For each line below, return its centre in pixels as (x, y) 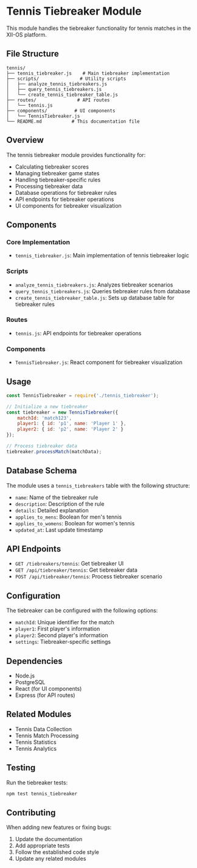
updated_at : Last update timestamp (59, 530)
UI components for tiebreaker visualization (68, 205)
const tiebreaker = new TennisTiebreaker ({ (62, 412)
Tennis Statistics (36, 742)
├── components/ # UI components (61, 111)
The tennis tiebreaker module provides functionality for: (76, 155)
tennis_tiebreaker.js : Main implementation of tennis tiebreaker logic (102, 255)
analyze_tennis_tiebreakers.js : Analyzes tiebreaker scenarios (94, 285)
